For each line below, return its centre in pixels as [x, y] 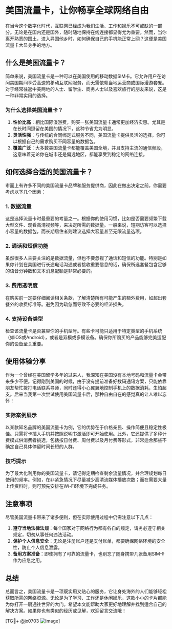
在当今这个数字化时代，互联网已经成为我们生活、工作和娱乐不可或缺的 [79, 26]
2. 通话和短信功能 [27, 246]
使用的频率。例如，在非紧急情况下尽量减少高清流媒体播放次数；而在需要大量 [86, 480]
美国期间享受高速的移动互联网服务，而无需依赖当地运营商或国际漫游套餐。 [88, 82]
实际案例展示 [21, 415]
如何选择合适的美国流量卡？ [49, 172]
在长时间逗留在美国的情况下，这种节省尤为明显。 [64, 128]
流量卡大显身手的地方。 [30, 45]
